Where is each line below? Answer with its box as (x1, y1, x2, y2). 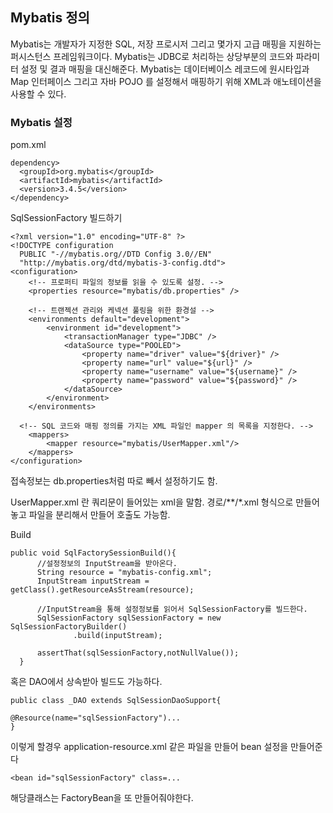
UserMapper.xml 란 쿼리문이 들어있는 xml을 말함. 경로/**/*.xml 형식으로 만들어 (10, 496, 320, 508)
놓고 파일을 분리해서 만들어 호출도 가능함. (10, 509, 171, 521)
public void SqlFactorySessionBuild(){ (10, 548, 177, 558)
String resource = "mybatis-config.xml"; (36, 568, 213, 578)
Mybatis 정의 (10, 9, 90, 27)
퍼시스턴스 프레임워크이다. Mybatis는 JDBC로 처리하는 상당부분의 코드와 (10, 50, 294, 62)
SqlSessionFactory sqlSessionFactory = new (36, 613, 222, 623)
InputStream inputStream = (36, 576, 150, 587)
